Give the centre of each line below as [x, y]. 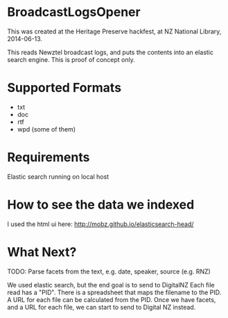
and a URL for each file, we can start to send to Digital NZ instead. [102, 307]
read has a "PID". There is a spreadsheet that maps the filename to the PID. [114, 292]
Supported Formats [64, 88]
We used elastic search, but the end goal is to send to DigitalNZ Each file [111, 285]
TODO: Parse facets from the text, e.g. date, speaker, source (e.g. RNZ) [109, 271]
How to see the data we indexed [101, 205]
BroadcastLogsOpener [74, 12]
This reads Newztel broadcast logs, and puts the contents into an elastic [110, 52]
